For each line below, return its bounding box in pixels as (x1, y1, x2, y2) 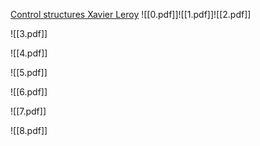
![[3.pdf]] (10, 28, 48, 39)
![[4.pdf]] (10, 47, 48, 59)
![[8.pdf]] (10, 125, 48, 136)
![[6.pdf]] (10, 86, 48, 98)
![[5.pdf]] (10, 67, 48, 78)
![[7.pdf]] (10, 105, 47, 117)
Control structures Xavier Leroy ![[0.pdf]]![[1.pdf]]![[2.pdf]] (10, 9, 252, 20)
